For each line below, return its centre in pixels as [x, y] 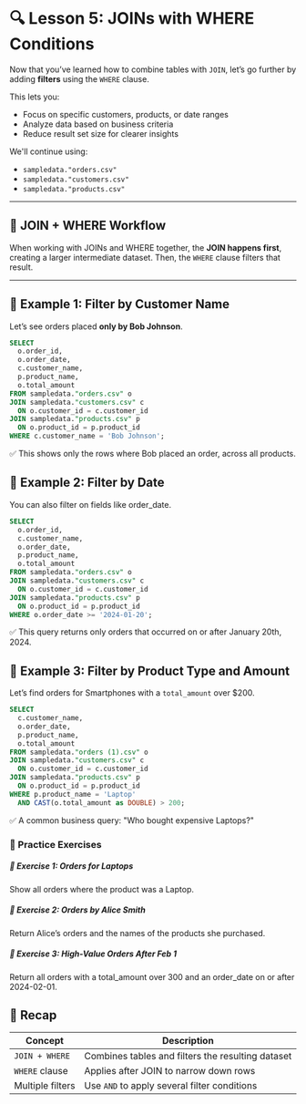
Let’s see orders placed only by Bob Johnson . [97, 326]
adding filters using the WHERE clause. [80, 78]
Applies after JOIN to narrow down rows [170, 1071]
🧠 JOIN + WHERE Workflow [88, 226]
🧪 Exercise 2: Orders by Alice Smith [77, 910]
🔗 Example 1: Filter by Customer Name [120, 304]
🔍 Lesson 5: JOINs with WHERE [132, 19]
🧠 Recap [33, 1015]
